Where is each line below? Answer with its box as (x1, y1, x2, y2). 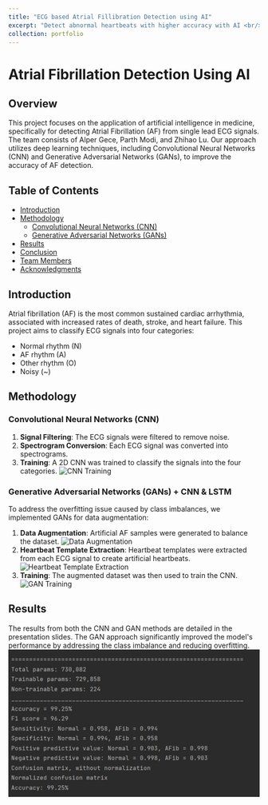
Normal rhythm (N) (19, 341, 82, 351)
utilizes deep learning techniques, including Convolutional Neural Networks (8, 144, 256, 153)
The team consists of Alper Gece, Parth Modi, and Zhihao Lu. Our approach (8, 135, 257, 145)
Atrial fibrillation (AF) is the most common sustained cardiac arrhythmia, (8, 309, 245, 318)
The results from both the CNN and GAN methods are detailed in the (8, 624, 233, 633)
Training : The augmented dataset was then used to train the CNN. (19, 570, 238, 580)
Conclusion (19, 248, 57, 257)
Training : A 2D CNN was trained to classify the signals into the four (19, 457, 242, 467)
